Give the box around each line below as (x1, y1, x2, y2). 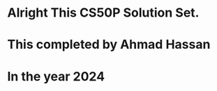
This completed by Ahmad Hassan (7, 37, 211, 53)
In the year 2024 (7, 68, 105, 84)
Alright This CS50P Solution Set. (7, 5, 200, 21)
